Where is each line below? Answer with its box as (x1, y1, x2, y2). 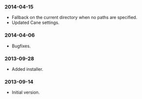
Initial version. (11, 89, 40, 96)
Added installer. (11, 66, 43, 72)
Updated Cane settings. (11, 20, 60, 25)
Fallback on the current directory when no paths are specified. (11, 15, 138, 20)
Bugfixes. (11, 43, 31, 49)
